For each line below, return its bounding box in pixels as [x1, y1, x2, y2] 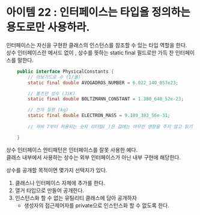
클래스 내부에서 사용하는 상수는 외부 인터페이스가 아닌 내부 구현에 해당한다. [6, 154, 181, 161]
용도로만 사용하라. [6, 20, 90, 34]
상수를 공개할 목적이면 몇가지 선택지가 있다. [6, 166, 108, 174]
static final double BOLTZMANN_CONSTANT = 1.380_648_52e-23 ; [28, 96, 184, 102]
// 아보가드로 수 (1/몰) [28, 74, 81, 80]
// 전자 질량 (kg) [28, 107, 69, 113]
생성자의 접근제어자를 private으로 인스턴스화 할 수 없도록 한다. [23, 202, 169, 209]
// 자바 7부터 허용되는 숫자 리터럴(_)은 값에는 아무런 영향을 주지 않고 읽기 [28, 124, 193, 130]
